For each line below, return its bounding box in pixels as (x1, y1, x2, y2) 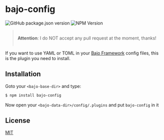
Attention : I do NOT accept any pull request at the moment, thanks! (17, 35, 156, 41)
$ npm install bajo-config (5, 92, 61, 98)
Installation (5, 70, 41, 78)
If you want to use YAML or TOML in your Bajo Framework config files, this (5, 50, 159, 56)
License (5, 116, 30, 125)
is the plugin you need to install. (5, 55, 71, 61)
